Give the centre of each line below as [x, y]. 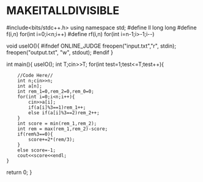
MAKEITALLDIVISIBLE [63, 11]
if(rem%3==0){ [35, 134]
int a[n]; [30, 86]
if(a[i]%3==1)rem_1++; [57, 107]
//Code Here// [35, 75]
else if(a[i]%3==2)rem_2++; [64, 113]
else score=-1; [37, 150]
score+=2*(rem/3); [52, 139]
